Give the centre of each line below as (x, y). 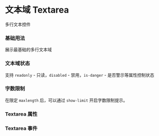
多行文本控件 (18, 24)
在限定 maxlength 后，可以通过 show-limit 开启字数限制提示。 (66, 100)
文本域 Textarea (37, 10)
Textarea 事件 (21, 128)
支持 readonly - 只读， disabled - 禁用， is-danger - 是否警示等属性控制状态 (79, 75)
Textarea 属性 (21, 114)
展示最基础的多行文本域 (28, 50)
